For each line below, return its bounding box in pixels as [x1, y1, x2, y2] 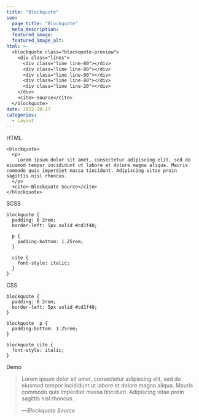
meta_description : [12, 26, 60, 33]
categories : [6, 112, 37, 118]
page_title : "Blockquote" [12, 20, 79, 26]
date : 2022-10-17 [6, 106, 51, 112]
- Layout [12, 117, 34, 123]
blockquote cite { [6, 342, 53, 348]
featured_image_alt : [12, 37, 64, 44]
